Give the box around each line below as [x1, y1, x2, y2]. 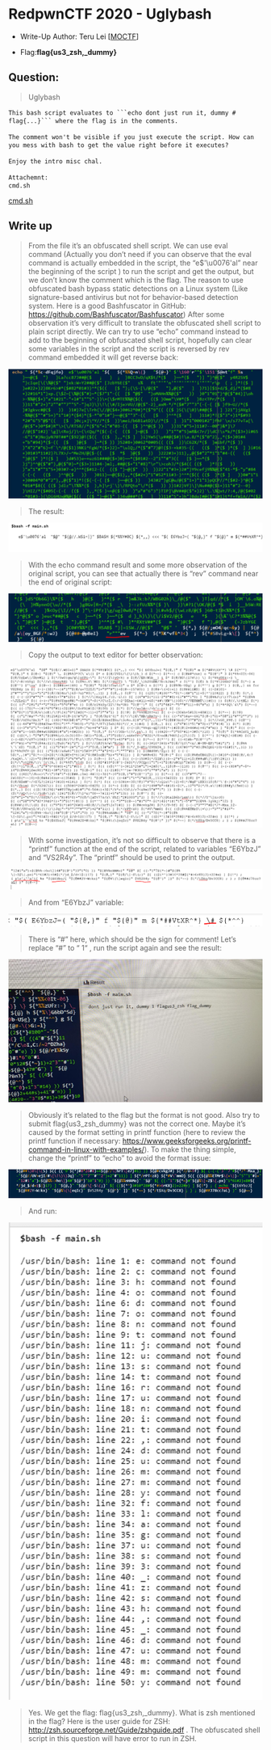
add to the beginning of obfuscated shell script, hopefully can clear [27, 335, 252, 344]
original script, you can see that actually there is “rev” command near [27, 569, 259, 579]
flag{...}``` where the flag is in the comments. [8, 116, 179, 125]
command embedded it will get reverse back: [27, 352, 179, 362]
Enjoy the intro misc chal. [8, 157, 103, 166]
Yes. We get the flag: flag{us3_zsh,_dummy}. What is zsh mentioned [27, 1708, 256, 1718]
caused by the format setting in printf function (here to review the [27, 1127, 246, 1136]
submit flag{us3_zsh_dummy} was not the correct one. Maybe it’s [27, 1119, 246, 1128]
